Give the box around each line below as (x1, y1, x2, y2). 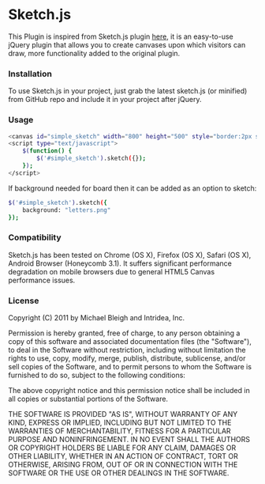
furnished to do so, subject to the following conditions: (8, 370, 185, 380)
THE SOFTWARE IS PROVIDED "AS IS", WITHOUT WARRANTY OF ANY (8, 410, 238, 418)
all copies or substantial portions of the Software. (8, 394, 168, 403)
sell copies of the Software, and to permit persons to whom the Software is (8, 362, 252, 371)
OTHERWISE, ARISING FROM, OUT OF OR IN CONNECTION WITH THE (8, 460, 238, 469)
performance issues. (8, 275, 76, 285)
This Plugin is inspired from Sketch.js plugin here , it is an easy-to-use (8, 32, 234, 41)
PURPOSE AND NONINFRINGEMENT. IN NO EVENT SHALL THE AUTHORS (8, 435, 251, 444)
